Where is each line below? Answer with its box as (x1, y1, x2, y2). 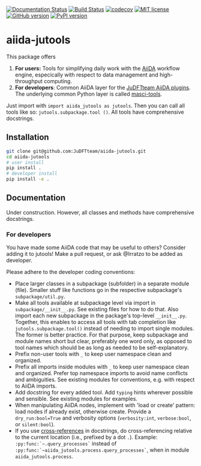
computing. (44, 77, 72, 84)
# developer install (6, 170, 58, 177)
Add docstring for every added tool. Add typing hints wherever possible (14, 389, 193, 396)
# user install (6, 160, 44, 166)
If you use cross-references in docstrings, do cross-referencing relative (14, 427, 193, 435)
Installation (6, 132, 49, 143)
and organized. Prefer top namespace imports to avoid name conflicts (14, 370, 188, 377)
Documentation (6, 193, 66, 203)
